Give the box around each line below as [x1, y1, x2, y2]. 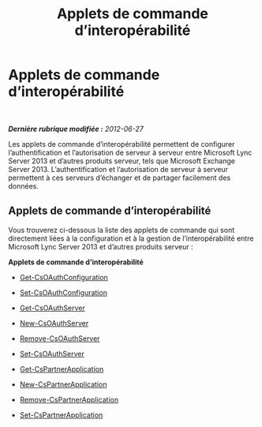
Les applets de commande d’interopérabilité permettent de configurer [8, 139, 235, 148]
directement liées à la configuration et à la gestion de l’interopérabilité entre [8, 234, 254, 243]
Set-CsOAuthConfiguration [19, 287, 108, 297]
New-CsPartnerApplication [19, 380, 108, 389]
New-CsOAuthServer [19, 318, 89, 328]
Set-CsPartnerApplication [19, 410, 103, 419]
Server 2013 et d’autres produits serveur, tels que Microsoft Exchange [8, 155, 235, 166]
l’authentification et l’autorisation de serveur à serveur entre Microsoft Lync [8, 148, 253, 157]
